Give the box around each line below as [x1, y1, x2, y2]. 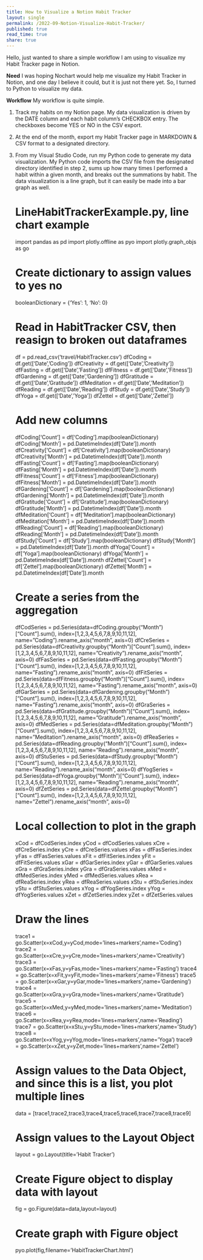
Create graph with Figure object [15, 1227, 179, 1241]
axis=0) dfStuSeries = [15, 752, 70, 760]
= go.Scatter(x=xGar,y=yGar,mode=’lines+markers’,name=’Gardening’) [15, 977, 191, 985]
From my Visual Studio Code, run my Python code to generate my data [15, 151, 192, 159]
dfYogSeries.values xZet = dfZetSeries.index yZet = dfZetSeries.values [15, 891, 193, 898]
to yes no [15, 279, 62, 292]
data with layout [15, 1185, 98, 1199]
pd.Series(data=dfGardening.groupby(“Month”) [51, 688, 170, 695]
